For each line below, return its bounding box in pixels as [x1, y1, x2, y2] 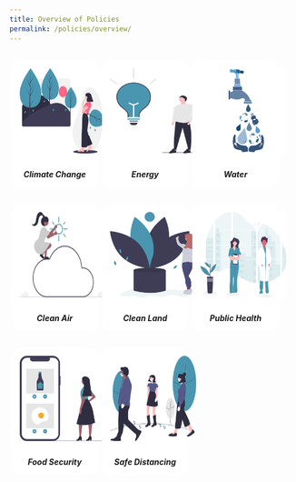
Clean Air [36, 312, 74, 323]
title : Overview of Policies [9, 15, 120, 24]
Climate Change [23, 168, 86, 179]
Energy [131, 168, 160, 179]
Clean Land [123, 312, 168, 323]
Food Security [27, 456, 83, 467]
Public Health [209, 312, 261, 323]
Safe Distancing [113, 456, 177, 467]
